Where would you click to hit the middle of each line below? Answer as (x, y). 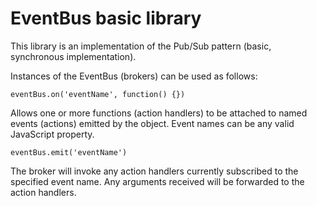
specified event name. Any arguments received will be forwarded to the (157, 181)
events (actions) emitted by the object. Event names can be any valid (152, 123)
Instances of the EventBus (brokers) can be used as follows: (134, 76)
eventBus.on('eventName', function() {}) (98, 94)
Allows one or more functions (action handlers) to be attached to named (159, 113)
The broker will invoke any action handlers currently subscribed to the (154, 171)
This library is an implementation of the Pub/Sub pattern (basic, (141, 46)
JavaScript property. (52, 134)
